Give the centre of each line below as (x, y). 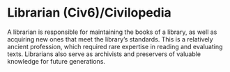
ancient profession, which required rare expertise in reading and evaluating (115, 46)
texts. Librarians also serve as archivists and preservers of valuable (104, 54)
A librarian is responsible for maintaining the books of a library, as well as (112, 32)
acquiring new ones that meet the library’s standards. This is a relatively (110, 39)
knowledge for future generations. (56, 61)
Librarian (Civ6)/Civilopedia (90, 13)
